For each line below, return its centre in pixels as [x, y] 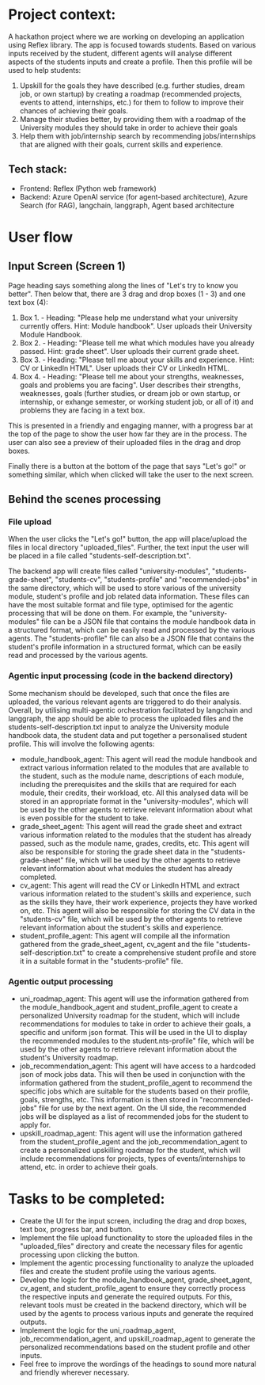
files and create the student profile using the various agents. [118, 1271]
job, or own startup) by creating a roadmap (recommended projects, [131, 93]
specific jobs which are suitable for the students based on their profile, [135, 1091]
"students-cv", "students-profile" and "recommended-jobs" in [156, 580]
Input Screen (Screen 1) [67, 266]
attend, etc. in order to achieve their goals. [89, 1167]
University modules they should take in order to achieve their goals [129, 127]
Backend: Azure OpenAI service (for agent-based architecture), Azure [134, 196]
